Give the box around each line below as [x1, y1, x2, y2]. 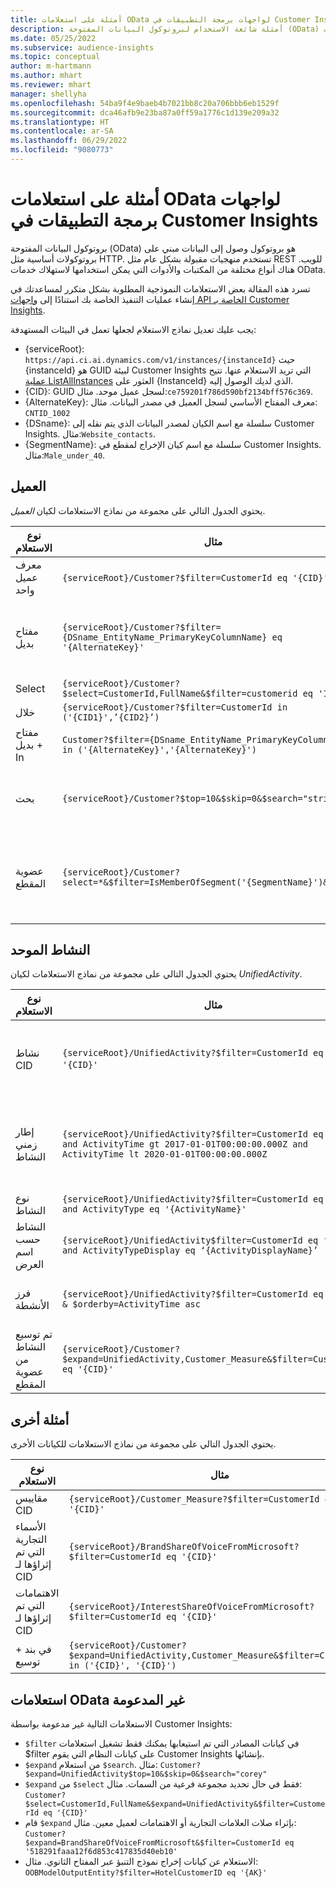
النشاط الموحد [10, 942, 91, 959]
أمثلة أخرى [10, 1411, 70, 1428]
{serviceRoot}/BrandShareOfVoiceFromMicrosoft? [68, 1541, 300, 1553]
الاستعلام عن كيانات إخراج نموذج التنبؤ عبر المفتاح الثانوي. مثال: [24, 1856, 259, 1868]
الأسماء [15, 1520, 47, 1534]
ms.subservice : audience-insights [10, 42, 155, 53]
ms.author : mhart [10, 71, 83, 81]
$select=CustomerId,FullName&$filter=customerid [61, 687, 298, 699]
